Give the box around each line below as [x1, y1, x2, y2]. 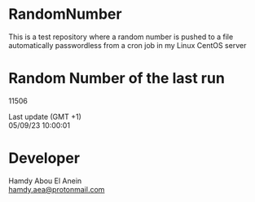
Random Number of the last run [8, 69, 226, 88]
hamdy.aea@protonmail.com [8, 184, 105, 194]
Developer [8, 149, 80, 168]
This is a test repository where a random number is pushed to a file [8, 32, 234, 42]
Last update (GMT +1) [8, 112, 81, 121]
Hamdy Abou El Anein [8, 176, 82, 186]
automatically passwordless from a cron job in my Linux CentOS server [8, 40, 247, 50]
